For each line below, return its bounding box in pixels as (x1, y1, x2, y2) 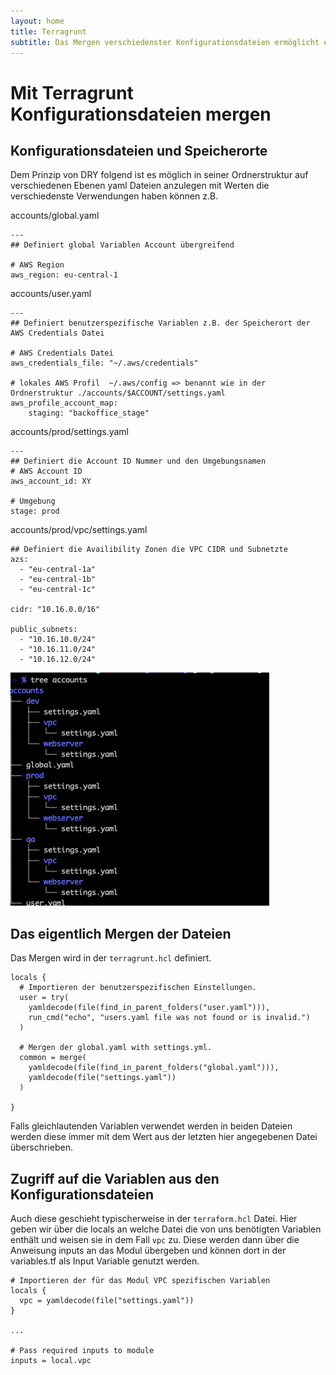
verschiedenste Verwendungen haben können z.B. (10, 190, 219, 202)
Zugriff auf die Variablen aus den (10, 1170, 220, 1187)
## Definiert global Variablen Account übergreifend (10, 240, 235, 250)
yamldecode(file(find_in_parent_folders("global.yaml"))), (28, 1063, 280, 1073)
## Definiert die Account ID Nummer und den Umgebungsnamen (10, 456, 267, 467)
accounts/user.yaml (10, 288, 92, 300)
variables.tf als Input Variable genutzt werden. (10, 1255, 200, 1267)
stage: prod (10, 506, 60, 517)
